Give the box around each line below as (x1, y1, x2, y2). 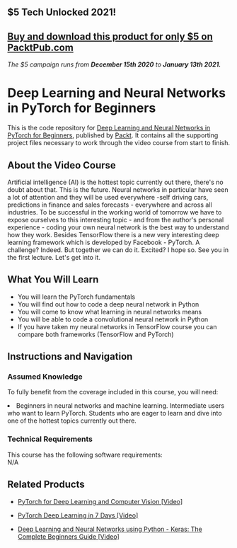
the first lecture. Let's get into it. (7, 253, 101, 261)
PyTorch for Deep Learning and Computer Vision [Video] (17, 497, 183, 506)
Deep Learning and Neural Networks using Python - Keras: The (17, 525, 203, 533)
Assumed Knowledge (7, 372, 83, 382)
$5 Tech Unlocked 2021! (7, 6, 117, 18)
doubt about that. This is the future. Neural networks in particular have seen (7, 185, 229, 194)
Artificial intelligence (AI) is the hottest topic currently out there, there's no (7, 178, 224, 186)
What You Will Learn (7, 273, 99, 286)
